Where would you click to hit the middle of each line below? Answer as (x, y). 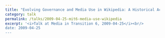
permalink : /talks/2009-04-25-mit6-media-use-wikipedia (63, 19)
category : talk (21, 14)
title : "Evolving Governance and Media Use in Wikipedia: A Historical (80, 10)
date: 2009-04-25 (23, 28)
